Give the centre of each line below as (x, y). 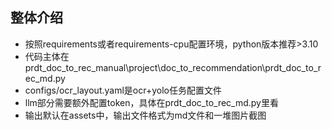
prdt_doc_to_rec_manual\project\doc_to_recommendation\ (145, 67)
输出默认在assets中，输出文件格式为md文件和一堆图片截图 (145, 115)
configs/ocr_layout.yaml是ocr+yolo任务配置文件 (123, 90)
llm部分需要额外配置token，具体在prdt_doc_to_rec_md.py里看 (151, 102)
